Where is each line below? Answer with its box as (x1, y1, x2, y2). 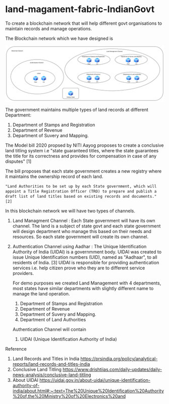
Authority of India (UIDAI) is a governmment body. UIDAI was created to (12, 249, 162, 255)
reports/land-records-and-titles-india (12, 361, 90, 367)
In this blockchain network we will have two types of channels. (5, 208, 135, 214)
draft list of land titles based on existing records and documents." (5, 194, 157, 199)
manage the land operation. (12, 291, 70, 297)
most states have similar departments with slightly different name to (12, 285, 154, 292)
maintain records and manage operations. (5, 25, 92, 31)
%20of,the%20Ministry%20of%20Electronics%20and (12, 393, 126, 399)
